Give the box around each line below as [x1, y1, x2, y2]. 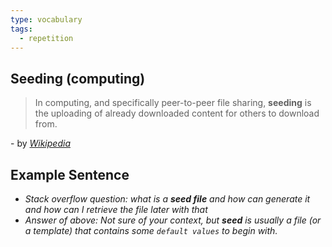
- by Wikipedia [10, 137, 71, 150]
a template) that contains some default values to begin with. [24, 225, 278, 236]
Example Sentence [10, 166, 130, 183]
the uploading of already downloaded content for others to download [34, 107, 320, 120]
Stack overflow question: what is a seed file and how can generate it [24, 193, 311, 205]
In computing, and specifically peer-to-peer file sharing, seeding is [34, 97, 312, 109]
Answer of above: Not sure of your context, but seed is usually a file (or [24, 214, 322, 226]
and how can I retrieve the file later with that [24, 204, 208, 215]
